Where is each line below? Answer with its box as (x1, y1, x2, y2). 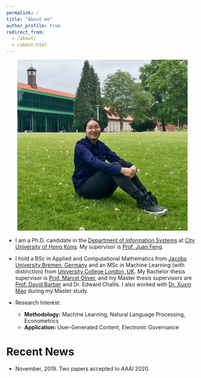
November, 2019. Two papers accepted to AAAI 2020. (15, 365, 150, 372)
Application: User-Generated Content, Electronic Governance (24, 324, 179, 331)
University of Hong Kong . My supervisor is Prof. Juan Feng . (15, 243, 163, 250)
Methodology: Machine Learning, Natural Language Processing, (24, 311, 186, 318)
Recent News (6, 345, 74, 359)
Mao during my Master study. (15, 287, 89, 294)
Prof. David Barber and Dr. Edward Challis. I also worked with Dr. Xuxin (15, 281, 192, 288)
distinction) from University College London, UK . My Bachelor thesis (15, 268, 186, 275)
